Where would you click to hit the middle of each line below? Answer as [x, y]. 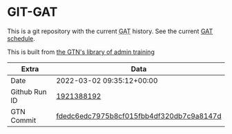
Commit [23, 120]
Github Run [29, 92]
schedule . [21, 38]
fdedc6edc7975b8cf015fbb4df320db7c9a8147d [139, 116]
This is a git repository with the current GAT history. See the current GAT [110, 31]
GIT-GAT [32, 12]
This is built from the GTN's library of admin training [81, 52]
